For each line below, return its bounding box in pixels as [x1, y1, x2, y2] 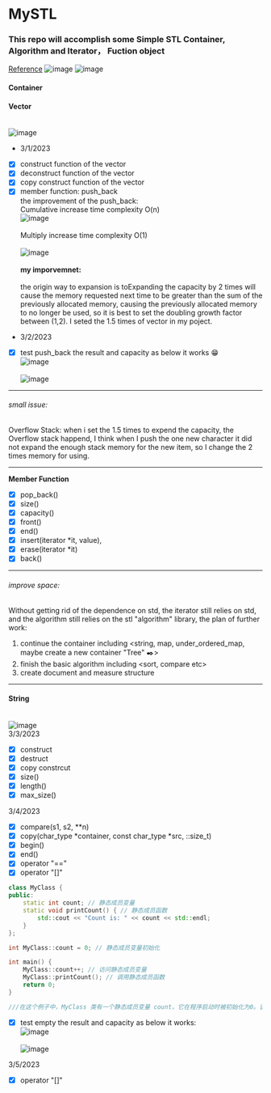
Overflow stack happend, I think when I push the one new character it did [8, 434, 252, 443]
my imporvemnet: [19, 265, 82, 274]
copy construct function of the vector [19, 177, 145, 187]
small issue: [8, 400, 48, 409]
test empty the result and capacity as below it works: [19, 1017, 197, 1027]
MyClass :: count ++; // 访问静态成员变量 [23, 966, 148, 974]
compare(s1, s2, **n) [19, 822, 90, 832]
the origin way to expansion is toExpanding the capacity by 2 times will [19, 282, 256, 291]
